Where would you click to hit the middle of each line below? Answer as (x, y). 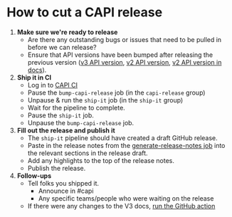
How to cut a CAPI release (85, 12)
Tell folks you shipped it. (63, 183)
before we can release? (62, 47)
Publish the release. (57, 168)
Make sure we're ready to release (67, 32)
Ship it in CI (34, 77)
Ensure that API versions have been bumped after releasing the (120, 55)
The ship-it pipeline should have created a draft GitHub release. (122, 138)
